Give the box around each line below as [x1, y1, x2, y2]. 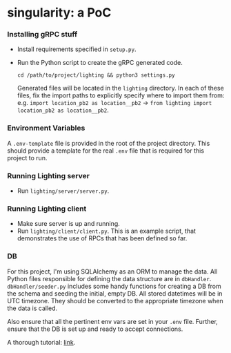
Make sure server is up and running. [17, 220, 121, 228]
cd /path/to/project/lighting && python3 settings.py [17, 72, 175, 79]
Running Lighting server [7, 171, 90, 180]
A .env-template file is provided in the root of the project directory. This [7, 139, 210, 147]
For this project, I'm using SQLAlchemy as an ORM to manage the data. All [7, 267, 218, 276]
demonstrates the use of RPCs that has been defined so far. [17, 234, 188, 242]
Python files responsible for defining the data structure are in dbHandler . [7, 274, 212, 283]
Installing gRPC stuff [7, 30, 78, 39]
